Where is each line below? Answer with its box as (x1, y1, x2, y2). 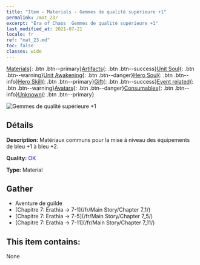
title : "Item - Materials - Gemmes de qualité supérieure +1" (6, 8, 167, 15)
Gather (6, 183, 33, 194)
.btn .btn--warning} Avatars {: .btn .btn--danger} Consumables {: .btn (6, 84, 174, 92)
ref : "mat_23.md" (6, 37, 50, 43)
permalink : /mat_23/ (6, 15, 59, 21)
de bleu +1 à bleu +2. (6, 143, 59, 150)
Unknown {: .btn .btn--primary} (18, 90, 95, 98)
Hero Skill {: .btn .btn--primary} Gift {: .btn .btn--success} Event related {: (18, 78, 194, 85)
